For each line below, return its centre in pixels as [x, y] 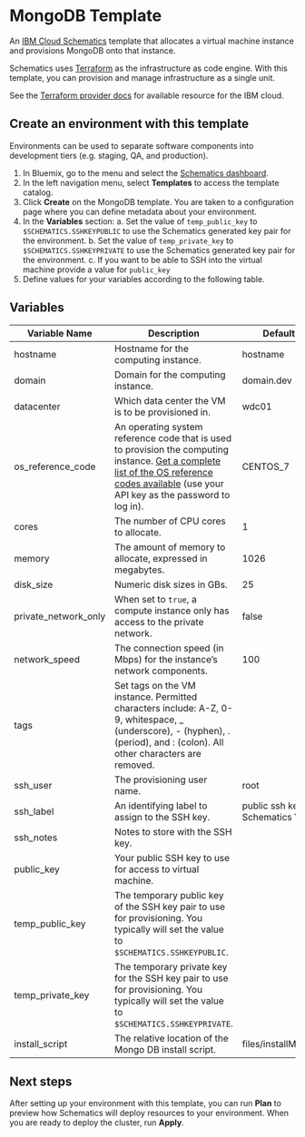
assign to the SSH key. [162, 817]
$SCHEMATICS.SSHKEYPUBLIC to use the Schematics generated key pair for [157, 230]
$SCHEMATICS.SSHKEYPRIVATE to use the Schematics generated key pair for [159, 250]
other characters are [157, 753]
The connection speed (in [169, 648]
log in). [129, 506]
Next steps [41, 1081]
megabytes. [139, 570]
